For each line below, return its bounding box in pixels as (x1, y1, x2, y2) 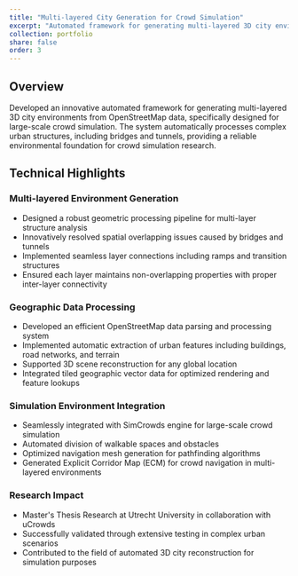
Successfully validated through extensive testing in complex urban (21, 528, 266, 539)
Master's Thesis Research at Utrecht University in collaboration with (21, 509, 271, 520)
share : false (9, 37, 58, 47)
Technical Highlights (9, 166, 126, 181)
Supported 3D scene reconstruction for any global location (21, 359, 238, 369)
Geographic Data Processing (9, 301, 136, 313)
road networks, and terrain (21, 349, 120, 359)
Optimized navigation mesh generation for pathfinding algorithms (21, 448, 261, 459)
